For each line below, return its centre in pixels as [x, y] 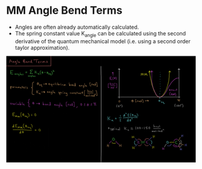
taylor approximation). [42, 47]
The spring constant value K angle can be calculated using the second [100, 34]
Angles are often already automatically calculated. [77, 27]
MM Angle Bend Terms [64, 10]
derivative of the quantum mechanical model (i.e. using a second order [103, 41]
